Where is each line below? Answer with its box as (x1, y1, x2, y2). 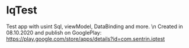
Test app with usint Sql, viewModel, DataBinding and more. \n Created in (6, 23, 184, 30)
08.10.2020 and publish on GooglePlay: (6, 29, 102, 36)
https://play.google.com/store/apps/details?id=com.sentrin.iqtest (6, 35, 165, 42)
